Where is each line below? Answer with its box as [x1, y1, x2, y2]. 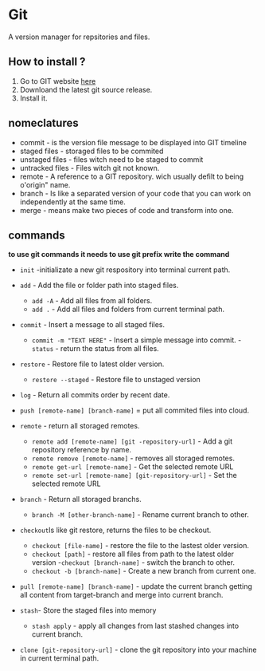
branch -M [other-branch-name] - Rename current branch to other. [31, 510, 249, 519]
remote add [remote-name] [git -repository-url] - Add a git [31, 436, 233, 446]
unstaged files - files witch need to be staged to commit [19, 154, 204, 164]
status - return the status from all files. [31, 344, 159, 353]
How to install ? [8, 55, 86, 69]
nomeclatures [8, 116, 79, 130]
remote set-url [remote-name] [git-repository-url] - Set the [31, 471, 237, 480]
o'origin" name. [19, 180, 71, 189]
